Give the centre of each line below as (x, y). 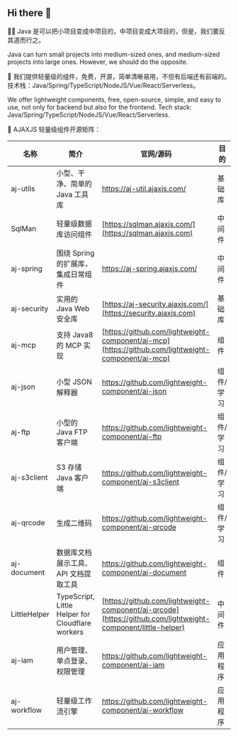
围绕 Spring (75, 253)
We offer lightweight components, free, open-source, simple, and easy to (114, 99)
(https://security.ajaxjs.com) (149, 313)
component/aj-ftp (132, 436)
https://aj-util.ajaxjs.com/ (144, 188)
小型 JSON (74, 382)
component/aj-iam (133, 665)
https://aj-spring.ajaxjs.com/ (149, 269)
